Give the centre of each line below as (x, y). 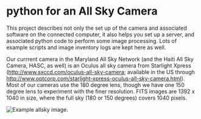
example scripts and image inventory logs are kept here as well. (86, 47)
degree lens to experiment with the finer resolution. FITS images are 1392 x (100, 91)
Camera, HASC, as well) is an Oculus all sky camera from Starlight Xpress (99, 66)
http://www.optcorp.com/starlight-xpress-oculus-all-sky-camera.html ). (96, 78)
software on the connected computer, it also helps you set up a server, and (100, 34)
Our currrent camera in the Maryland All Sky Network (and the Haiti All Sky (100, 59)
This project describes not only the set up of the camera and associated (97, 28)
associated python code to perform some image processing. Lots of (92, 41)
